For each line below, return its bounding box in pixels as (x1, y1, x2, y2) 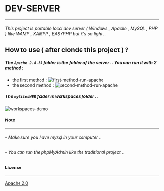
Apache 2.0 (5, 180, 28, 186)
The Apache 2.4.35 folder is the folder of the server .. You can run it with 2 (5, 59, 157, 65)
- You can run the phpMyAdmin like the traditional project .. (5, 149, 124, 155)
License (5, 165, 22, 170)
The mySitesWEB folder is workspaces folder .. (5, 94, 99, 99)
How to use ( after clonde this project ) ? (5, 46, 129, 54)
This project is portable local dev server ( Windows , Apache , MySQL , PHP (5, 25, 158, 31)
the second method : (12, 82, 54, 88)
